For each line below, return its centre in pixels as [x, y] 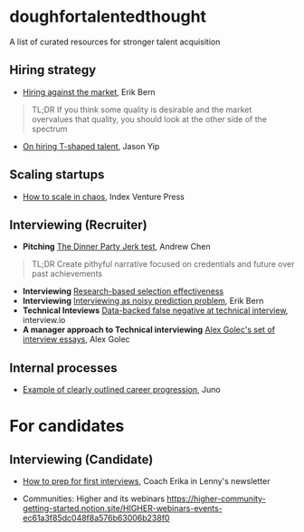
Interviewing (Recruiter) [78, 225]
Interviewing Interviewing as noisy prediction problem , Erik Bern [143, 301]
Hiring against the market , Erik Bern [89, 91]
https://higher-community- [217, 499]
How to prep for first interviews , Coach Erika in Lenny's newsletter [146, 481]
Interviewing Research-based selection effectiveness [123, 291]
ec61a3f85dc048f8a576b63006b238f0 [96, 518]
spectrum [49, 128]
